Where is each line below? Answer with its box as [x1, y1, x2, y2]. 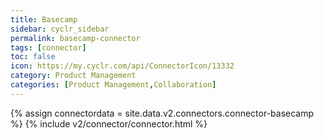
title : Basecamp [10, 14, 78, 25]
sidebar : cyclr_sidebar [10, 24, 110, 34]
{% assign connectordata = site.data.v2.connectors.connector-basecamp [10, 107, 315, 119]
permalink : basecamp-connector [10, 33, 141, 43]
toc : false [10, 52, 56, 62]
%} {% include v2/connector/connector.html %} [10, 117, 208, 130]
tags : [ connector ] [10, 42, 87, 53]
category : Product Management [10, 71, 137, 81]
